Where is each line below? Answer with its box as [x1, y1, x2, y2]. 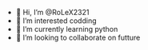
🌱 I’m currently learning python [15, 25, 118, 33]
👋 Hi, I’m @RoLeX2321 [15, 8, 90, 17]
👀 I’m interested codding [15, 16, 97, 25]
